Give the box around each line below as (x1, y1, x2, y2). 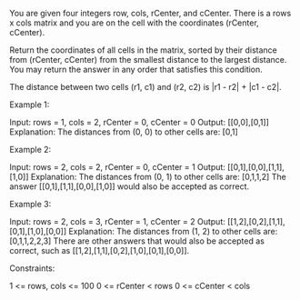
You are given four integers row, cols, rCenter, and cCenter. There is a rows (9, 8, 292, 18)
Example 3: (9, 199, 52, 209)
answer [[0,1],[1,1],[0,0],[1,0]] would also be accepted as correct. (9, 181, 250, 192)
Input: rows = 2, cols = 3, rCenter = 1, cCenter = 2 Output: (9, 216, 225, 226)
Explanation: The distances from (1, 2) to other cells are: (67, 226, 278, 236)
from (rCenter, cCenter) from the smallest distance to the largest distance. (9, 55, 287, 65)
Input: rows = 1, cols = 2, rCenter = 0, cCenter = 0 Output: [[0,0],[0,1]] (9, 117, 270, 127)
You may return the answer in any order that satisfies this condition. (9, 64, 264, 75)
